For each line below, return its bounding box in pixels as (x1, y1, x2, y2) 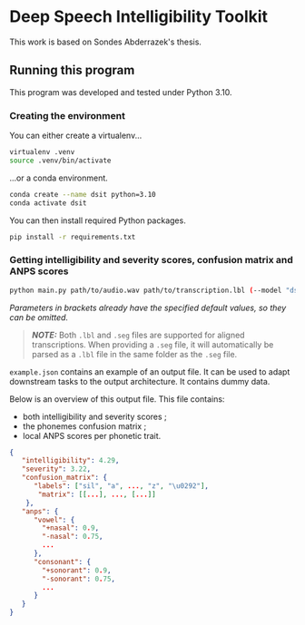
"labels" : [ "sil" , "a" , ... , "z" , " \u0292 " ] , (33, 482, 210, 491)
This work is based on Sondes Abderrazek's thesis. (9, 36, 202, 47)
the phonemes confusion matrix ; (22, 420, 147, 432)
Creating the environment (9, 109, 125, 122)
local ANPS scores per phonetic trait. (22, 430, 162, 441)
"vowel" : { (33, 515, 75, 524)
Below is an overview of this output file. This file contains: (9, 393, 225, 405)
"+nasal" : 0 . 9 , (42, 523, 100, 532)
